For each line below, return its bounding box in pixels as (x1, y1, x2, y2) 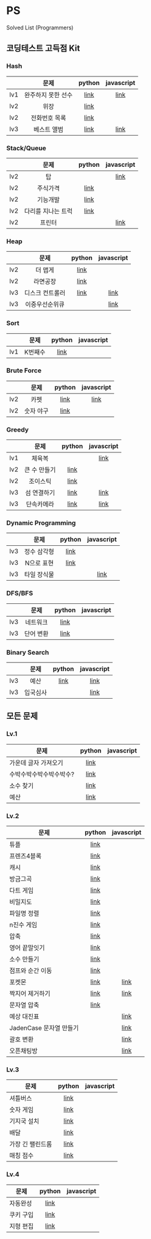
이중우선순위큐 (25, 300, 65, 309)
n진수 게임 (9, 921, 38, 929)
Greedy (6, 425, 29, 434)
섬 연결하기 (25, 488, 55, 497)
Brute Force (6, 366, 41, 375)
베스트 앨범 (33, 125, 64, 133)
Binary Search (6, 648, 49, 656)
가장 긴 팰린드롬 (9, 1140, 52, 1149)
